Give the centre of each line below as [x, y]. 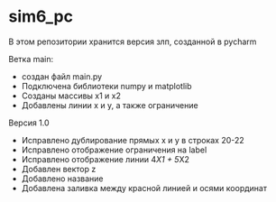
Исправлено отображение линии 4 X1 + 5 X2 [106, 159]
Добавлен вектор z [59, 169]
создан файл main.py [62, 76]
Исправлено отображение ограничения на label [114, 150]
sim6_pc [41, 17]
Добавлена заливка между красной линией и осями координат [144, 188]
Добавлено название [62, 179]
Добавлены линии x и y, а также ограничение [110, 105]
